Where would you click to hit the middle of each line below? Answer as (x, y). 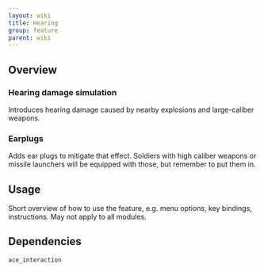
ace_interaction (35, 260)
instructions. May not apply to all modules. (77, 217)
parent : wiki (30, 38)
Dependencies (45, 241)
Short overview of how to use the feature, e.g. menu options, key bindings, (130, 209)
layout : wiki (30, 15)
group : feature (33, 30)
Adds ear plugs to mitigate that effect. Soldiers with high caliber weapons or (132, 156)
